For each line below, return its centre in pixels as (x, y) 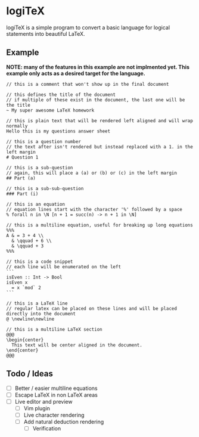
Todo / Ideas (30, 374)
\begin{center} (25, 340)
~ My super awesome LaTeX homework (50, 110)
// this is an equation (36, 204)
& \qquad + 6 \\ (32, 241)
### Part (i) (22, 194)
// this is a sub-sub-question (45, 188)
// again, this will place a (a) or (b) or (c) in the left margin (92, 173)
